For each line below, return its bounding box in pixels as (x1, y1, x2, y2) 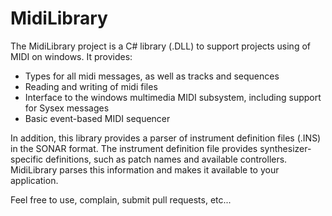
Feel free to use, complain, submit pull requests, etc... (10, 193, 232, 206)
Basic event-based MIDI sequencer (24, 112, 171, 124)
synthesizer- (259, 142, 312, 154)
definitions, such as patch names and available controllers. (45, 153, 288, 165)
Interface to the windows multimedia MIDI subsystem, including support (24, 91, 322, 103)
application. (10, 174, 59, 186)
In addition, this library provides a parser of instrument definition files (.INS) (10, 132, 322, 144)
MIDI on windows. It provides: (10, 50, 133, 62)
